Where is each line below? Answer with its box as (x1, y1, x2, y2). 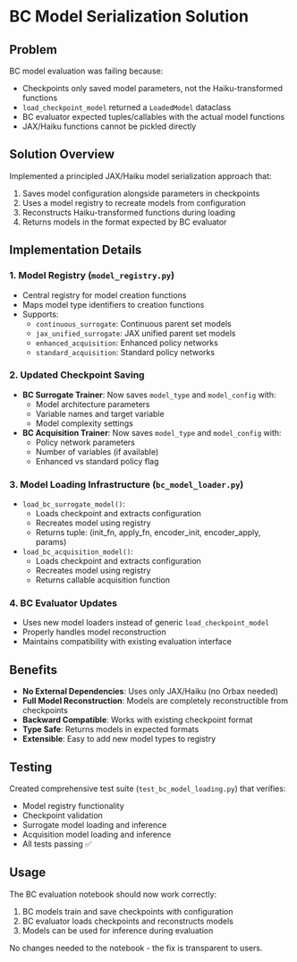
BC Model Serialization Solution (9, 6, 249, 27)
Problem (9, 42, 58, 57)
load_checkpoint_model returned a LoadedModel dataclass (21, 102, 232, 113)
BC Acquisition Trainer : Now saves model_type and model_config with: (21, 427, 282, 438)
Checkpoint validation (21, 810, 103, 821)
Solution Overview (9, 147, 115, 162)
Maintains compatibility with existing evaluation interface (21, 636, 233, 647)
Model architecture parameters (35, 398, 150, 409)
